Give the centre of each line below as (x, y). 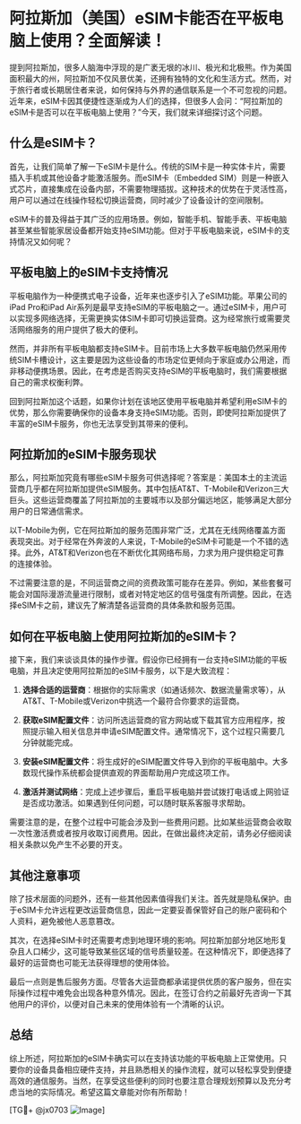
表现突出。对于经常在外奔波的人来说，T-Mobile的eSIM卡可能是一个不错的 (145, 541)
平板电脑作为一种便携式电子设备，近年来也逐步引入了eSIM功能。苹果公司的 (148, 296)
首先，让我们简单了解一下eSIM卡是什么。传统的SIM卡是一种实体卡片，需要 (147, 166)
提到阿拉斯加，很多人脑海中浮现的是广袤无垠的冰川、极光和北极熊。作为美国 (150, 67)
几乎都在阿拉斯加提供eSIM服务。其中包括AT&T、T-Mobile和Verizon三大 (157, 489)
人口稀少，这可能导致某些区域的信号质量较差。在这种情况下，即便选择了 (158, 951)
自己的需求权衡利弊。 (48, 382)
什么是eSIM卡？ (53, 143)
